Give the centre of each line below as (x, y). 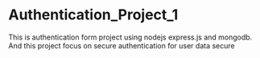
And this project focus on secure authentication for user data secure (122, 45)
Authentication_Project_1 (93, 15)
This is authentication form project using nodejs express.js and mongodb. (130, 37)
